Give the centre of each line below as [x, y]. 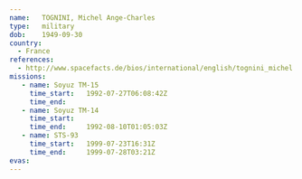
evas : [19, 160]
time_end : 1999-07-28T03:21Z [92, 152]
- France [34, 52]
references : [32, 60]
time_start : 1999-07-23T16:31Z [92, 144]
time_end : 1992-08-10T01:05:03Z [99, 127]
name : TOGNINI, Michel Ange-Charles [82, 18]
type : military [42, 26]
